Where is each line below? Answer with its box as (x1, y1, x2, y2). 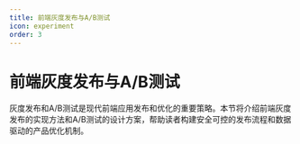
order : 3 (9, 30, 42, 39)
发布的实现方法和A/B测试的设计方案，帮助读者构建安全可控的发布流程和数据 (9, 114, 292, 125)
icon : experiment (9, 22, 75, 31)
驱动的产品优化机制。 (9, 125, 88, 136)
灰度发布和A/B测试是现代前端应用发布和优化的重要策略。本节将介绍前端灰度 (9, 103, 292, 113)
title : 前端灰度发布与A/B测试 (9, 13, 111, 22)
